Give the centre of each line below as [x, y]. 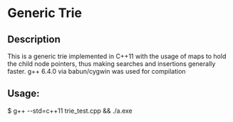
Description [34, 39]
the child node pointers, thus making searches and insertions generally [112, 64]
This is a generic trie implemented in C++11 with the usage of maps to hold [117, 56]
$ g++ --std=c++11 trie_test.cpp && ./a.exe [70, 111]
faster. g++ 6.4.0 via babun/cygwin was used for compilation [97, 71]
